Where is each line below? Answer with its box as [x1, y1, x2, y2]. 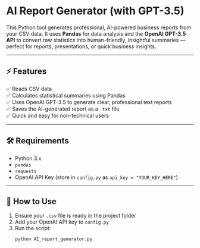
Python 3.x [14, 155, 42, 162]
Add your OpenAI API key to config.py [14, 218, 109, 225]
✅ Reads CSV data [6, 85, 52, 92]
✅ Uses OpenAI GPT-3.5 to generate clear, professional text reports [6, 98, 172, 105]
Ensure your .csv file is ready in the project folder [14, 212, 136, 219]
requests [14, 168, 37, 174]
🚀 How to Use [6, 196, 57, 206]
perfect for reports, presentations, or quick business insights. [6, 43, 157, 50]
